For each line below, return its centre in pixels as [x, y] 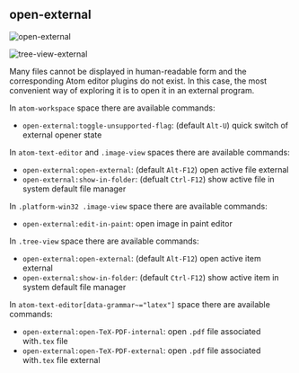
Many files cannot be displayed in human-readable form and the [128, 71]
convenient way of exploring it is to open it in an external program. [132, 90]
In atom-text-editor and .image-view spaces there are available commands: [149, 152]
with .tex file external [61, 360]
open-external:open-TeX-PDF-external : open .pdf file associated [141, 351]
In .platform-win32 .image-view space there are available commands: [138, 206]
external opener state [62, 135]
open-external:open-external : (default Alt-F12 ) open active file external [155, 169]
